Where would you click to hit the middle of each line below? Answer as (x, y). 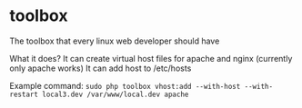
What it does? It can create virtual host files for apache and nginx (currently (151, 58)
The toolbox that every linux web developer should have (115, 41)
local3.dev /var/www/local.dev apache (116, 94)
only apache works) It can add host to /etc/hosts (101, 68)
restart (24, 94)
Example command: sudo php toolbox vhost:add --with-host (125, 85)
